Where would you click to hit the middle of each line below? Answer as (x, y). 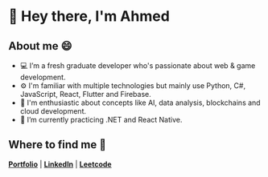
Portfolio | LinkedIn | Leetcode (60, 164)
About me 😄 (40, 46)
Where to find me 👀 (58, 145)
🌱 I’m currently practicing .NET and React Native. (101, 120)
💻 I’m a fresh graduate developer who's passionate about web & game (138, 66)
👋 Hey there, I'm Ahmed (89, 16)
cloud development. (53, 111)
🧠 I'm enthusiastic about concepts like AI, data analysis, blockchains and (140, 103)
